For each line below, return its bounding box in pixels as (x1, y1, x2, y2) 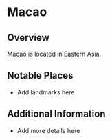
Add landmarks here (16, 88, 75, 97)
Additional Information (7, 108, 106, 120)
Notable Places (7, 70, 74, 81)
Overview (7, 32, 50, 43)
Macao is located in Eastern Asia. (7, 50, 102, 58)
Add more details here (16, 126, 80, 134)
